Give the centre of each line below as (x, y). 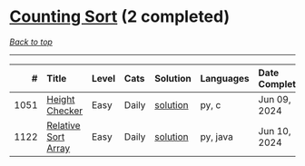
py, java (216, 136)
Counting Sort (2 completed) (120, 17)
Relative (64, 125)
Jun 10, (275, 131)
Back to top (31, 42)
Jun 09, (275, 99)
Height (61, 99)
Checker (65, 111)
